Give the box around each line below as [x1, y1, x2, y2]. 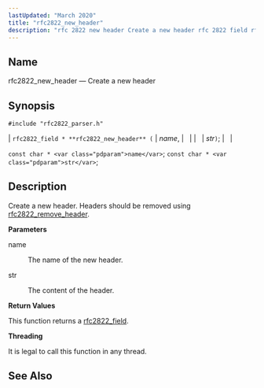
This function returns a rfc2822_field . [8, 316, 129, 325]
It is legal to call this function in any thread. [8, 346, 147, 356]
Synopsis [8, 99, 55, 113]
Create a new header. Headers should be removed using [8, 201, 191, 210]
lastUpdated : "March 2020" [8, 11, 97, 20]
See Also [8, 369, 53, 382]
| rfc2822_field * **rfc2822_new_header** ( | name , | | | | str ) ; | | [8, 134, 233, 142]
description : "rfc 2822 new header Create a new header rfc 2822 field [8, 26, 247, 34]
